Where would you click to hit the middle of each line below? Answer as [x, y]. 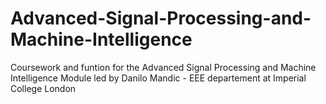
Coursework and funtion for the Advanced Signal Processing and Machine [163, 67]
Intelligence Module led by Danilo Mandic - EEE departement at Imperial [158, 78]
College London [43, 88]
